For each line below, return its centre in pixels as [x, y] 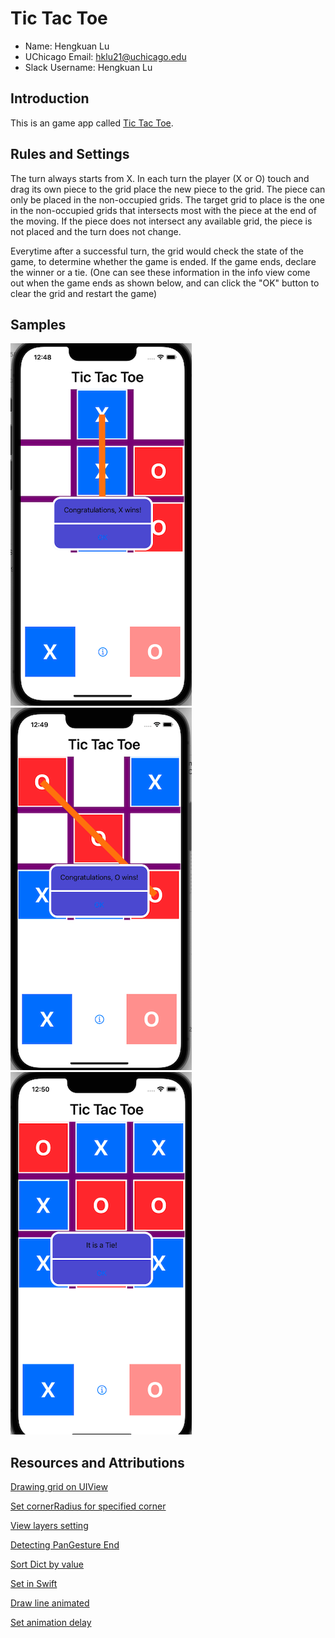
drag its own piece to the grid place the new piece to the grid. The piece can [168, 189]
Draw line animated [50, 1603]
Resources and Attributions [97, 1462]
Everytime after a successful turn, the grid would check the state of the [157, 251]
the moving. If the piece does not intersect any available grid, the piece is [161, 221]
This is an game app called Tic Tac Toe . [92, 123]
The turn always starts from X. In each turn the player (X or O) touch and [160, 178]
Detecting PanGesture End [65, 1545]
